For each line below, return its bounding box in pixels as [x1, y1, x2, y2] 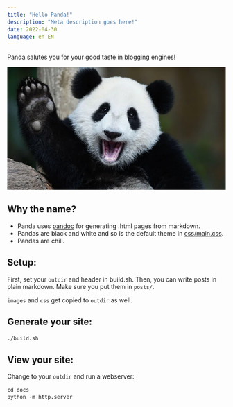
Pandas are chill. [17, 236, 65, 245]
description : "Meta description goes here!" [7, 18, 138, 26]
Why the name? [7, 203, 77, 215]
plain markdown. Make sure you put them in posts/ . [7, 282, 155, 291]
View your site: [7, 354, 74, 365]
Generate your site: [7, 315, 92, 327]
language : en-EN [7, 33, 54, 40]
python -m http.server [7, 394, 73, 401]
